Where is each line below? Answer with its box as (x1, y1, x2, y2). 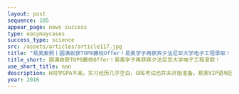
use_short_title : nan (7, 63, 72, 70)
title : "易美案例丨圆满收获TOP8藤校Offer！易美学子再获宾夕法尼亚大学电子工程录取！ (7, 50, 231, 57)
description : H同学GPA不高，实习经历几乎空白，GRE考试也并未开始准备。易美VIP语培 (7, 69, 229, 76)
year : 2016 (7, 76, 40, 83)
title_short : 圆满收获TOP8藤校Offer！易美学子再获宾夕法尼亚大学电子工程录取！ (7, 57, 221, 64)
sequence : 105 (7, 17, 50, 24)
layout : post (7, 10, 46, 18)
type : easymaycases (7, 30, 65, 37)
